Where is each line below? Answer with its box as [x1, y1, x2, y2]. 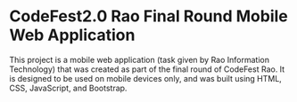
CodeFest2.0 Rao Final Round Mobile [9, 6, 288, 27]
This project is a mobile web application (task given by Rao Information [9, 54, 270, 65]
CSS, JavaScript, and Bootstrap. [9, 82, 128, 93]
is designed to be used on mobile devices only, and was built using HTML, [9, 73, 283, 83]
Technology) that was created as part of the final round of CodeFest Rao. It [9, 64, 285, 75]
